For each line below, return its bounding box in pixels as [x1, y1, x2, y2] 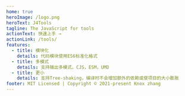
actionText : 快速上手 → [6, 31, 61, 37]
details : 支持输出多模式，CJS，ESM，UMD [17, 64, 109, 70]
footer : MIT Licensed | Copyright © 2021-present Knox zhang [6, 81, 161, 87]
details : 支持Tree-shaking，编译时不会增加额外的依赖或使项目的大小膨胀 [17, 75, 180, 81]
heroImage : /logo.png [6, 14, 60, 20]
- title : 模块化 [11, 48, 49, 54]
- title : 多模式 [11, 58, 49, 64]
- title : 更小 [11, 70, 45, 76]
